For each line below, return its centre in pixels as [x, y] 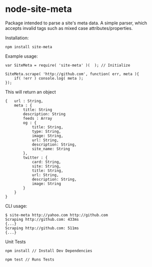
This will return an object [31, 92]
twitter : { [36, 158]
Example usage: [22, 56]
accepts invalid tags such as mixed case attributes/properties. [69, 28]
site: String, [46, 166]
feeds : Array [38, 118]
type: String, [46, 131]
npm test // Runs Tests [30, 260]
